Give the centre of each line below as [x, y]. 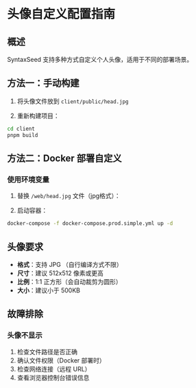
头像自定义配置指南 [61, 14]
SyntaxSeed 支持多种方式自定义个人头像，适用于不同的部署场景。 [100, 60]
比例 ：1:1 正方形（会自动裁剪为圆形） [69, 281]
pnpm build [23, 135]
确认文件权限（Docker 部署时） [61, 360]
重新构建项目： [38, 116]
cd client [21, 129]
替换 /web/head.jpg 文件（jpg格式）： [69, 196]
